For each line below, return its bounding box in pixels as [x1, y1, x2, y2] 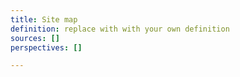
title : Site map [10, 14, 78, 25]
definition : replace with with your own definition [10, 24, 230, 34]
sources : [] [10, 33, 60, 43]
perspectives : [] [10, 42, 83, 53]
